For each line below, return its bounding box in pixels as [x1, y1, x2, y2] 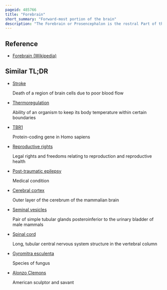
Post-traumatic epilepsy [12, 168, 62, 174]
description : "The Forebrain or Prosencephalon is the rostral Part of [5, 21, 157, 26]
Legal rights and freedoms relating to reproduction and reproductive [12, 153, 152, 159]
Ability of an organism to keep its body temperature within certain [12, 109, 147, 115]
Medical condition [12, 178, 50, 184]
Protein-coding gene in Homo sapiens [12, 134, 90, 140]
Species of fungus [12, 260, 50, 266]
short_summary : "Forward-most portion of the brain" [5, 16, 117, 21]
